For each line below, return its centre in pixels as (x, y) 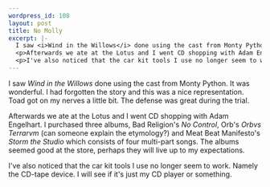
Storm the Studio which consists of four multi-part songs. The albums (124, 141)
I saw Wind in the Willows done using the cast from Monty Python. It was (129, 83)
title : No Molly (35, 30)
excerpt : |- (28, 38)
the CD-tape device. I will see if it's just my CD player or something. (120, 174)
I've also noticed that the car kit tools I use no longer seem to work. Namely (133, 165)
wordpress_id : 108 (39, 16)
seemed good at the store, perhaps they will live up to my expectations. (127, 150)
